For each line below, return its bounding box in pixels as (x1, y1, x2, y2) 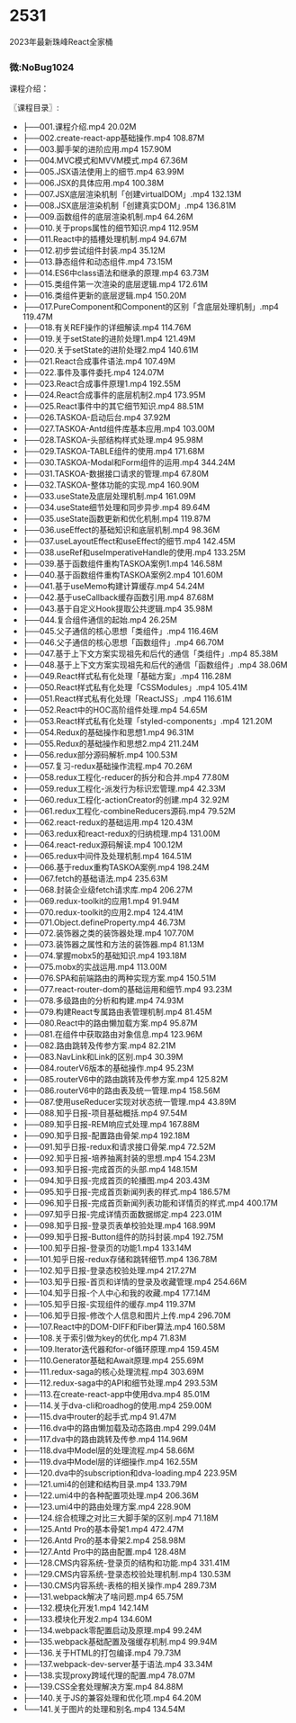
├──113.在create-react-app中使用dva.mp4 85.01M (22, 1389, 211, 1400)
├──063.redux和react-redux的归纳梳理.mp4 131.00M (22, 829, 220, 839)
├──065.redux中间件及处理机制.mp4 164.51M (22, 851, 193, 862)
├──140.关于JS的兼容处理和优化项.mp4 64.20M (22, 1692, 202, 1703)
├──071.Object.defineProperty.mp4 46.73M (22, 917, 186, 928)
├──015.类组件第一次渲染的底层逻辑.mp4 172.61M (22, 279, 209, 290)
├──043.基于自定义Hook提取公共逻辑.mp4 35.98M (22, 604, 213, 615)
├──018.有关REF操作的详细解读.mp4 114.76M (22, 322, 192, 333)
